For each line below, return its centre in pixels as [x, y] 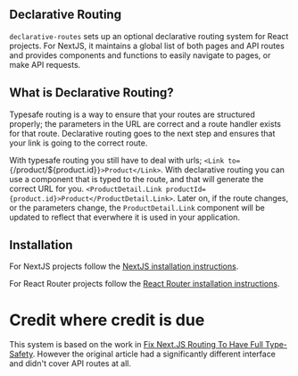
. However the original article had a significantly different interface [154, 354]
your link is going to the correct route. [79, 143]
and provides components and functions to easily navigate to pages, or [140, 55]
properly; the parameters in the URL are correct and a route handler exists [145, 123]
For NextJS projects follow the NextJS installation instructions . [124, 266]
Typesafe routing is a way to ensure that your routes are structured [132, 114]
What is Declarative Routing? [91, 93]
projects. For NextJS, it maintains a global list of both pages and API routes [147, 46]
